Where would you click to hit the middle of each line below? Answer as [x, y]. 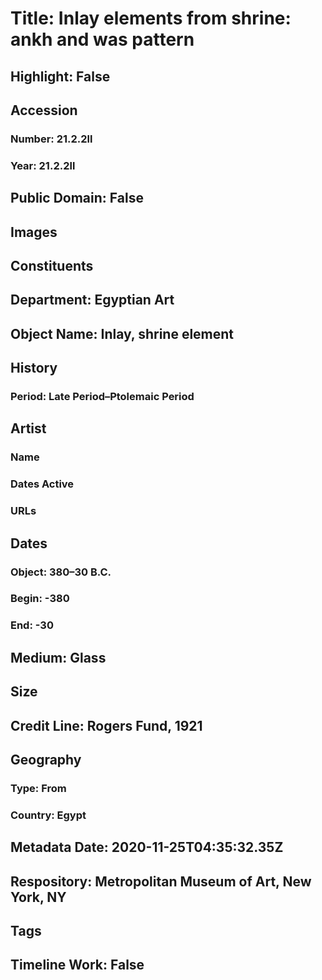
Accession [44, 110]
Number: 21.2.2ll [51, 139]
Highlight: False [60, 76]
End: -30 [32, 625]
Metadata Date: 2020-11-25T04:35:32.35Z [147, 847]
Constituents [52, 265]
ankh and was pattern [102, 39]
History [34, 368]
